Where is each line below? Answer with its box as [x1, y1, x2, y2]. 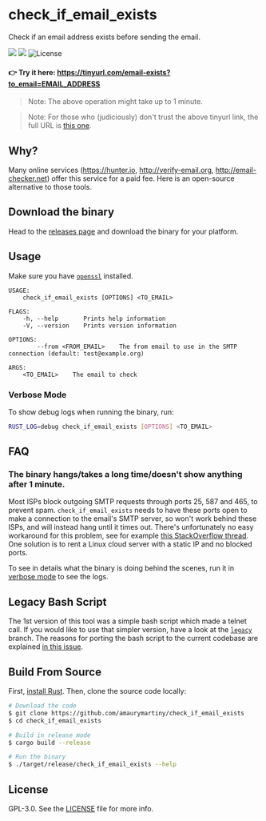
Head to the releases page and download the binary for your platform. [8, 226, 239, 236]
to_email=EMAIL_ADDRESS [8, 78, 101, 89]
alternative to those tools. [8, 182, 92, 191]
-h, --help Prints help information [22, 314, 166, 322]
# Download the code [8, 702, 77, 710]
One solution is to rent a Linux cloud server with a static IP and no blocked [8, 539, 252, 549]
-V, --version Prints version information [22, 322, 177, 330]
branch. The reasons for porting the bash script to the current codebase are [8, 634, 258, 643]
